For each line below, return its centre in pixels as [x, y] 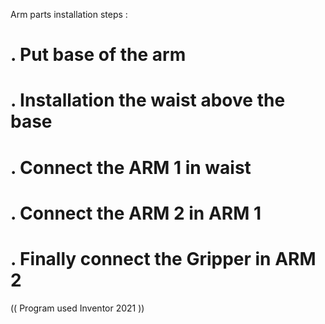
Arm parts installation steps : [69, 14]
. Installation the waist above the [148, 100]
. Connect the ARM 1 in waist [131, 167]
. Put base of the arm [98, 55]
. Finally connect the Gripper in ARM [163, 258]
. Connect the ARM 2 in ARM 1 [136, 213]
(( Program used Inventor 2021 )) [77, 308]
